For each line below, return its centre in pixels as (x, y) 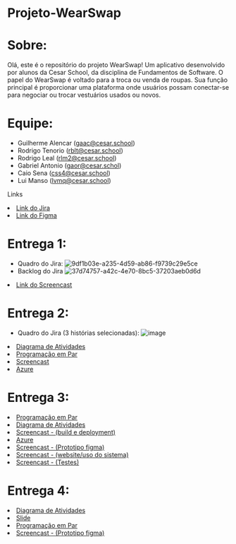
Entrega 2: (38, 313)
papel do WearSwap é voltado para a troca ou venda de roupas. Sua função (117, 80)
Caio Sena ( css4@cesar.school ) (64, 173)
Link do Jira (33, 208)
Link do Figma (37, 215)
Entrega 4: (38, 491)
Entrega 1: (37, 244)
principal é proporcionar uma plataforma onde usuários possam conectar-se (118, 88)
